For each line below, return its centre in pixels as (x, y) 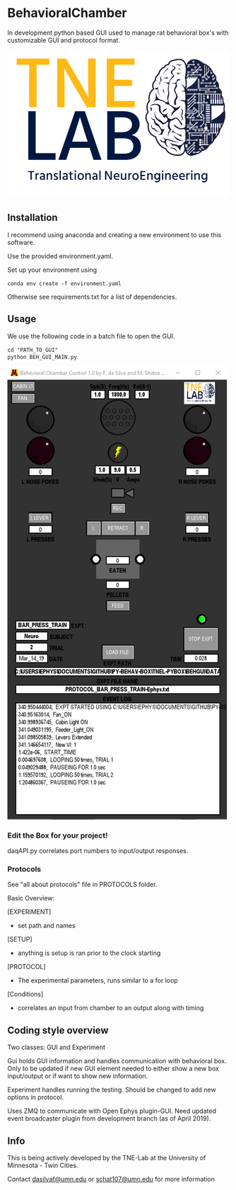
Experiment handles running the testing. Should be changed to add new (112, 1090)
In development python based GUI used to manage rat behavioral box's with (118, 33)
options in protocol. (36, 1097)
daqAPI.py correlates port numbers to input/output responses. (98, 851)
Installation (33, 218)
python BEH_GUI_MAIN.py (42, 357)
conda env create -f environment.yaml (64, 284)
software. (21, 242)
